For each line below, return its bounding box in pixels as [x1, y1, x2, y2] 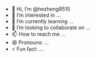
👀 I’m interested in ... [11, 12, 61, 19]
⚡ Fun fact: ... [11, 45, 44, 52]
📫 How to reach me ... [11, 31, 66, 37]
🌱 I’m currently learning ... [11, 18, 74, 24]
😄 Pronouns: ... [11, 39, 49, 46]
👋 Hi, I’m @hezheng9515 [11, 6, 70, 12]
